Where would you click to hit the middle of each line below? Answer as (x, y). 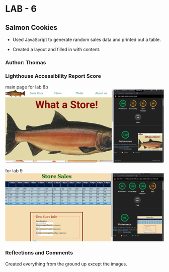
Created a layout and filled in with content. (56, 49)
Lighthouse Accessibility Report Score (53, 76)
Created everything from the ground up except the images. (66, 264)
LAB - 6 (21, 9)
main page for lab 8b (27, 87)
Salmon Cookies (31, 28)
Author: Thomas (26, 62)
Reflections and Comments (39, 253)
